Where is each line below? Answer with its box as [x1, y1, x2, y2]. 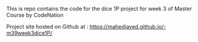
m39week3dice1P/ [6, 29, 53, 37]
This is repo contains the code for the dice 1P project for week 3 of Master [6, 5, 193, 12]
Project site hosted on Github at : [6, 23, 89, 30]
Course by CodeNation [6, 11, 64, 19]
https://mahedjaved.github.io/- [89, 23, 166, 30]
